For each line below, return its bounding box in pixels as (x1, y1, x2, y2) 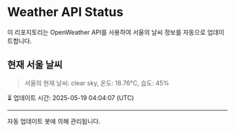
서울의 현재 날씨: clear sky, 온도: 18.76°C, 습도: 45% (24, 79, 170, 87)
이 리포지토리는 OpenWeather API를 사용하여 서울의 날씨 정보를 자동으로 (7, 28, 206, 36)
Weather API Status (7, 4, 124, 20)
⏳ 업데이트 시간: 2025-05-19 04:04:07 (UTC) (7, 93, 134, 101)
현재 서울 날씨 (7, 59, 63, 71)
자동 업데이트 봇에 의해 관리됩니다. (7, 117, 101, 125)
